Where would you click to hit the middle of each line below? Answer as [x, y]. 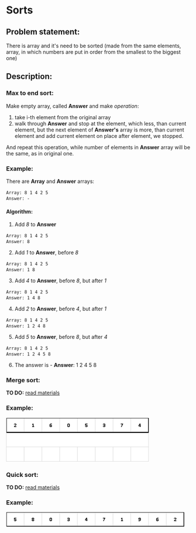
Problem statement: [43, 32]
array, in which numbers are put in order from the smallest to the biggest [94, 52]
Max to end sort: [30, 93]
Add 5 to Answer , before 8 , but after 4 [61, 337]
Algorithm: [20, 212]
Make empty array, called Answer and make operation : [73, 106]
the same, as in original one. [40, 153]
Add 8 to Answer [35, 224]
